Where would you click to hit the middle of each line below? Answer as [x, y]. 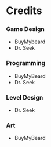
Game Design [25, 29]
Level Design [25, 97]
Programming [25, 63]
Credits [24, 11]
